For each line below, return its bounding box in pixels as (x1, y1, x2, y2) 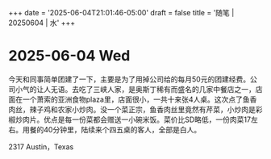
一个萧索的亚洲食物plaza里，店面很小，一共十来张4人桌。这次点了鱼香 (22, 94, 257, 104)
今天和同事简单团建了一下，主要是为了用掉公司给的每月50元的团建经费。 (8, 74, 251, 84)
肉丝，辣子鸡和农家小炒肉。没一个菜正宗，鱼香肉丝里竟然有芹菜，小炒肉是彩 (8, 104, 263, 114)
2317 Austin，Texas (8, 141, 74, 152)
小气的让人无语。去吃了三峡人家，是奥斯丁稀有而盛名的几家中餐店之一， (15, 84, 256, 94)
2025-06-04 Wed (8, 47, 131, 65)
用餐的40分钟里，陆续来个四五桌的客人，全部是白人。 (22, 124, 202, 134)
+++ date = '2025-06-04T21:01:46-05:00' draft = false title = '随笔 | (8, 8, 235, 17)
